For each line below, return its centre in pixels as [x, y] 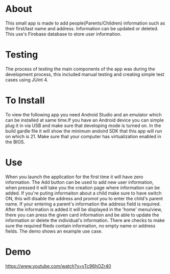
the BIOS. [15, 142]
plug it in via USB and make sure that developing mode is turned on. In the [83, 125]
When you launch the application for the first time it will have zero [74, 177]
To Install [25, 101]
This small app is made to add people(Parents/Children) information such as [85, 23]
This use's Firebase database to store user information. [63, 34]
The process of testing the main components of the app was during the [80, 69]
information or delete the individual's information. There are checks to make [85, 220]
